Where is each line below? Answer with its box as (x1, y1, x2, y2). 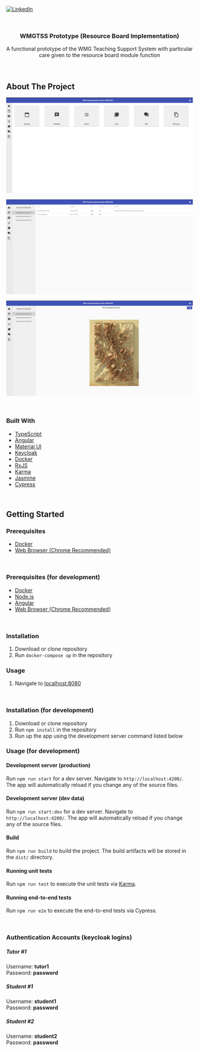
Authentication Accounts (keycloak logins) (6, 933, 132, 942)
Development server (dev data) (6, 795, 85, 802)
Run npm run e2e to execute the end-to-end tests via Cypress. (6, 907, 158, 914)
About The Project (6, 81, 75, 91)
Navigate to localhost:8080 (14, 680, 81, 687)
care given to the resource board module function (38, 52, 161, 59)
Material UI (14, 442, 42, 450)
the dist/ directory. (6, 854, 54, 861)
